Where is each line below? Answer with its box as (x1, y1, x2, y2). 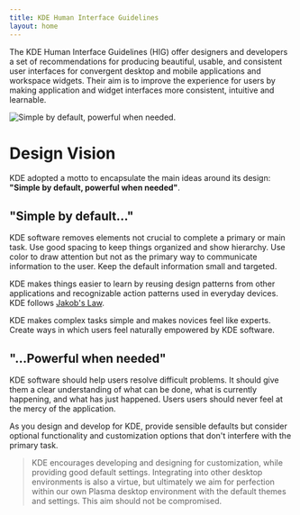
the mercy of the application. (9, 403, 116, 414)
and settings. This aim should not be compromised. (31, 496, 223, 507)
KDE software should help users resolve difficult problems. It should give (9, 375, 279, 385)
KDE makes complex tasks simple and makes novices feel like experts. (9, 315, 271, 326)
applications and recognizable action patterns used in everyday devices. (9, 288, 279, 299)
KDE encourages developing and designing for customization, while (31, 457, 284, 468)
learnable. (9, 94, 47, 104)
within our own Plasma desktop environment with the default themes (31, 486, 286, 497)
